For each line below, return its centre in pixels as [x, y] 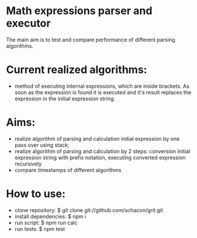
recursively [28, 164]
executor [29, 23]
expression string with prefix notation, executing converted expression [100, 157]
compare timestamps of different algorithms [68, 170]
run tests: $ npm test [40, 229]
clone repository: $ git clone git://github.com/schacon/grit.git [89, 210]
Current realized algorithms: [77, 70]
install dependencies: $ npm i [50, 216]
